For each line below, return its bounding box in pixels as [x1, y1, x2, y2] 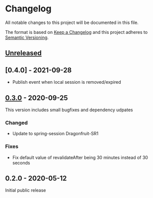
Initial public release [5, 188, 46, 194]
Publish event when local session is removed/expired [12, 79, 121, 85]
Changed [5, 119, 28, 126]
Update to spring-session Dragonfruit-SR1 [12, 131, 98, 137]
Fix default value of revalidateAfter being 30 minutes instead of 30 [12, 154, 148, 160]
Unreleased [5, 49, 42, 57]
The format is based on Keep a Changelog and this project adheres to [5, 29, 148, 35]
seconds [12, 160, 30, 166]
